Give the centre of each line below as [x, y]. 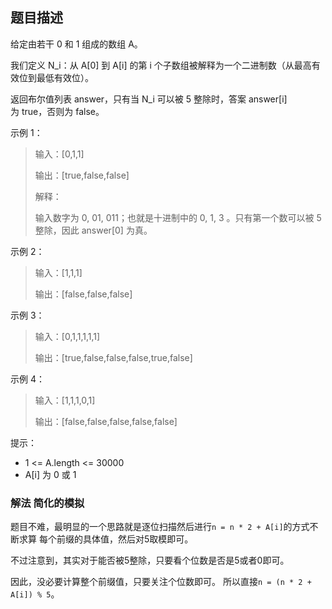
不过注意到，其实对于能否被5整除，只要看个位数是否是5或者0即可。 [150, 560]
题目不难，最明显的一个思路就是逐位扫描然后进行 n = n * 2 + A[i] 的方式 [160, 527]
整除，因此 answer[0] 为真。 [93, 230]
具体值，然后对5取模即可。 [138, 539]
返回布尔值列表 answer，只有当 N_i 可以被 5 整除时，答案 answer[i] [149, 99]
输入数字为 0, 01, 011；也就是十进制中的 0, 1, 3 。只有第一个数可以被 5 [178, 217]
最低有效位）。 [65, 77]
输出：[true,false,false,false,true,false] [113, 357]
